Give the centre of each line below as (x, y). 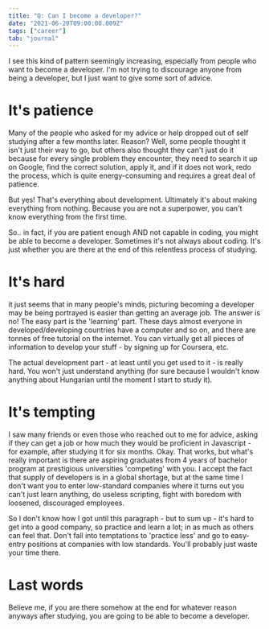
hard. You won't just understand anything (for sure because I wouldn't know (134, 372)
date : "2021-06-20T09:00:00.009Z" (66, 23)
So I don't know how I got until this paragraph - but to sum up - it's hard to (131, 519)
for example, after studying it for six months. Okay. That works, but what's (131, 452)
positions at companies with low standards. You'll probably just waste (143, 545)
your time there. (35, 553)
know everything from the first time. (67, 217)
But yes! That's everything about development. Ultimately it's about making (133, 200)
